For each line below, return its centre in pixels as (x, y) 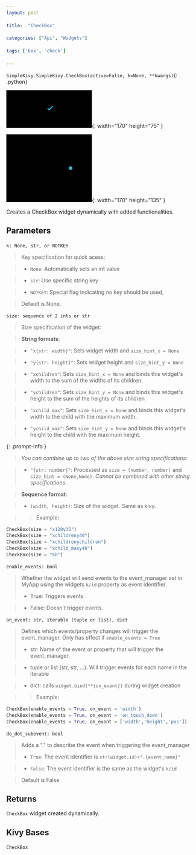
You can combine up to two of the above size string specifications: (104, 458)
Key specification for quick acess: (63, 257)
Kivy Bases (28, 832)
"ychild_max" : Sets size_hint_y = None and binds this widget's (108, 428)
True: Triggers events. (58, 596)
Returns (22, 799)
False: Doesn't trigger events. (67, 608)
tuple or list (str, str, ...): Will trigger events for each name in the (109, 667)
